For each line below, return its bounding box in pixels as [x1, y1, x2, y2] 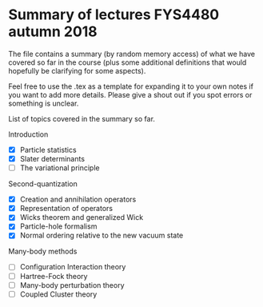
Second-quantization [8, 179, 78, 189]
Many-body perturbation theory [19, 280, 126, 289]
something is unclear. [8, 98, 79, 108]
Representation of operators [19, 204, 114, 213]
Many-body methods [8, 246, 78, 257]
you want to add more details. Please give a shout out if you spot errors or [8, 90, 253, 99]
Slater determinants [19, 154, 86, 163]
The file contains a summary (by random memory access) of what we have [8, 49, 256, 58]
